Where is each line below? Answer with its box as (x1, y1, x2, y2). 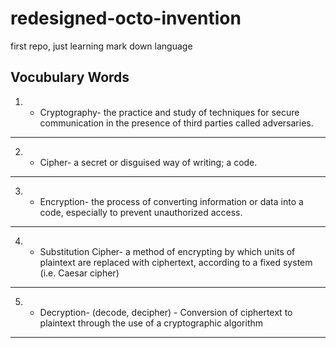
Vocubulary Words (10, 69, 130, 86)
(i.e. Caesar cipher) (39, 267, 120, 279)
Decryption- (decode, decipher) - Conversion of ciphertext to (39, 306, 293, 318)
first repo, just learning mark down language (10, 40, 193, 52)
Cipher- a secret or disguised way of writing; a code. (39, 156, 258, 168)
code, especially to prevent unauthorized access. (39, 206, 243, 218)
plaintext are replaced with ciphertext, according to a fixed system (39, 256, 313, 268)
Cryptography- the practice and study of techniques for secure (39, 106, 300, 118)
